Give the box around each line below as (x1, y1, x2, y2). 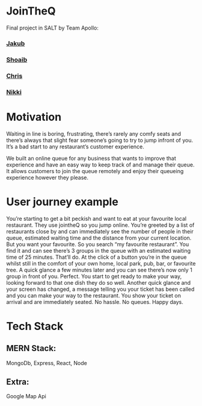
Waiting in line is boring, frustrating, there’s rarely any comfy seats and (6, 130, 182, 137)
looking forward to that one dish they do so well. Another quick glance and (6, 279, 191, 286)
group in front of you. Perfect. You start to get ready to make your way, (6, 273, 182, 280)
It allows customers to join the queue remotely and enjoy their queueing (6, 167, 184, 174)
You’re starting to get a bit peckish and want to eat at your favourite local (6, 215, 187, 222)
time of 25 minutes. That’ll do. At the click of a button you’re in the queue (6, 253, 187, 261)
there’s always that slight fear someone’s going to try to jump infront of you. (6, 136, 194, 144)
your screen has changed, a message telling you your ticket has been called (6, 285, 195, 293)
